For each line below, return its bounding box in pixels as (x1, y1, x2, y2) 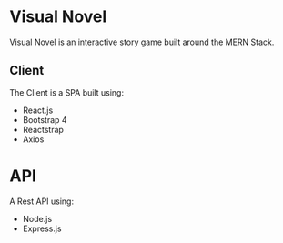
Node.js (22, 213, 53, 224)
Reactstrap (22, 124, 64, 135)
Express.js (22, 223, 62, 234)
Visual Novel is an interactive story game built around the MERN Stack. (9, 36, 275, 47)
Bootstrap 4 (22, 114, 67, 125)
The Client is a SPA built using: (9, 86, 125, 97)
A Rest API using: (9, 196, 75, 207)
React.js (22, 105, 54, 116)
